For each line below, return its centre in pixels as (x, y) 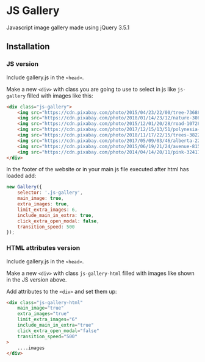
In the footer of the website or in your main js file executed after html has (98, 169)
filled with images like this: (60, 96)
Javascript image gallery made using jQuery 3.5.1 (68, 27)
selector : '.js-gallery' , (50, 193)
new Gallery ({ (24, 187)
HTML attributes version (43, 248)
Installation (28, 47)
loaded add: (21, 176)
